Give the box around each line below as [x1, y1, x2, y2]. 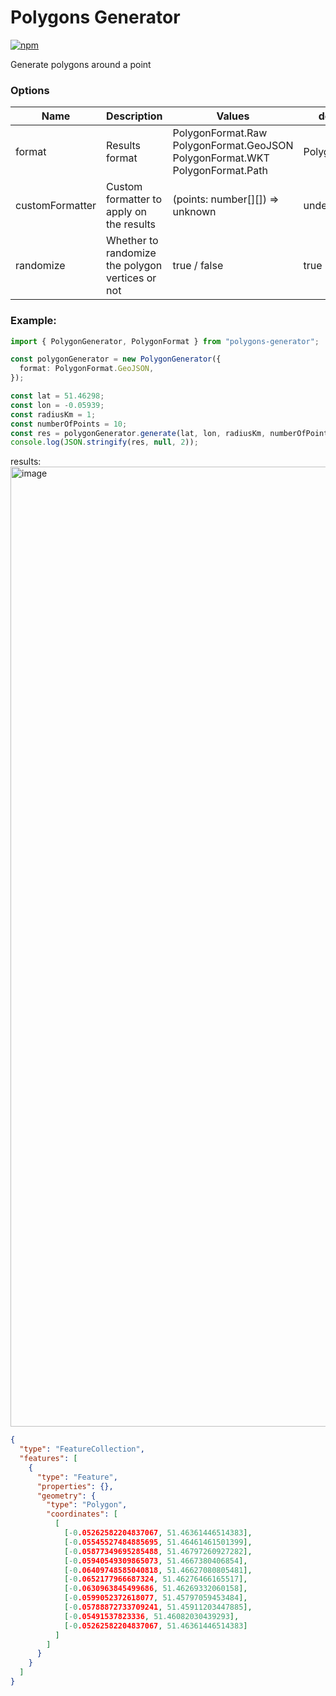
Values [216, 109, 250, 123]
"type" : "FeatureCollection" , [19, 1444, 145, 1455]
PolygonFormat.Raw [172, 126, 268, 140]
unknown [172, 205, 217, 219]
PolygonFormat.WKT [172, 151, 270, 165]
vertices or [106, 271, 157, 285]
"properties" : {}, [36, 1481, 114, 1491]
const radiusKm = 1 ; [10, 409, 97, 420]
